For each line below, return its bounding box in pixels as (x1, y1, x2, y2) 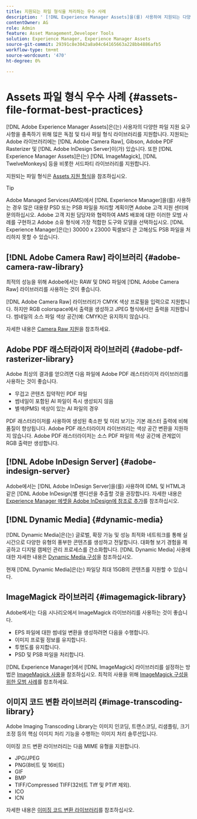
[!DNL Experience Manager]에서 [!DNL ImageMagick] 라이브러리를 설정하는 (6, 663, 185, 671)
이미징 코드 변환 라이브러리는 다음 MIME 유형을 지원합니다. (6, 743, 141, 750)
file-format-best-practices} (6, 103, 144, 117)
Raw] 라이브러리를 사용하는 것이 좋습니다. (6, 286, 101, 293)
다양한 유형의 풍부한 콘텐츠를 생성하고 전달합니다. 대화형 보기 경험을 (26, 539, 182, 546)
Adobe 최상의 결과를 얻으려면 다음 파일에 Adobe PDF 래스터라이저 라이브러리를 (6, 371, 189, 378)
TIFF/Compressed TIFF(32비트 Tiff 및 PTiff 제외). (14, 781, 131, 788)
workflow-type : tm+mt (6, 47, 59, 53)
